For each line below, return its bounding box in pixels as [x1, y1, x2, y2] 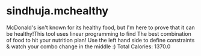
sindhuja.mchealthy [6, 4, 109, 18]
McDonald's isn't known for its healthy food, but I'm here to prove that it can [6, 24, 196, 31]
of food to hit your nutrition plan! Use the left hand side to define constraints [6, 36, 195, 43]
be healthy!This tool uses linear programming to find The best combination [6, 30, 191, 37]
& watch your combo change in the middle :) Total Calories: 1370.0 [6, 43, 171, 50]
